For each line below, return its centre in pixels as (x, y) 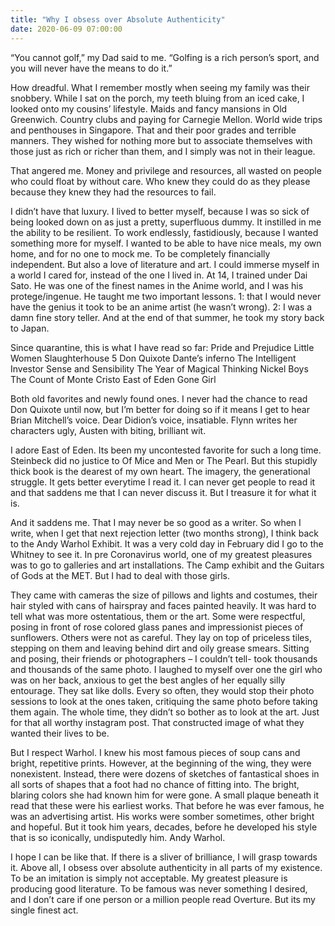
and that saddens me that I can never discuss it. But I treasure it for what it (163, 492)
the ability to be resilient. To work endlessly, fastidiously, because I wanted (164, 232)
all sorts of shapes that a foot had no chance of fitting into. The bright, (155, 784)
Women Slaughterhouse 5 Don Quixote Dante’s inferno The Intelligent (153, 358)
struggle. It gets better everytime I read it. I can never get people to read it (163, 482)
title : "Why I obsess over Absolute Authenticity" (118, 19)
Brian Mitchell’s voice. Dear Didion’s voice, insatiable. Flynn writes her (154, 420)
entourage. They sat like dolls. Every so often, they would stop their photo (162, 690)
